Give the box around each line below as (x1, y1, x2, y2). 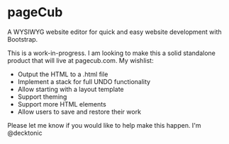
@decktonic (7, 128, 43, 137)
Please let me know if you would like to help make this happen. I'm (7, 121, 201, 129)
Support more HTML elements (17, 100, 106, 108)
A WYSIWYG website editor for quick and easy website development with (7, 28, 222, 36)
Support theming (17, 92, 67, 101)
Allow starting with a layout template (17, 85, 124, 93)
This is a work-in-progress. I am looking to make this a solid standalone (7, 49, 216, 57)
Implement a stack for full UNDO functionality (17, 77, 151, 85)
